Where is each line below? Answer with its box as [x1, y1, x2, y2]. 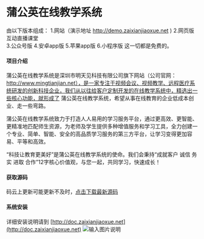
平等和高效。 [16, 138, 49, 145]
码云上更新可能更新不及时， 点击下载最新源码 [6, 188, 118, 195]
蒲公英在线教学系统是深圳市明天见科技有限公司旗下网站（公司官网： [6, 72, 177, 79]
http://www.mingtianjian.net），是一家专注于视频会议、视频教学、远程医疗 [6, 80, 190, 87]
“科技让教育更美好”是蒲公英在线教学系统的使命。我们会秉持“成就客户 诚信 [6, 151, 191, 158]
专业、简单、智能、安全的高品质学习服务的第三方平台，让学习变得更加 [11, 130, 187, 137]
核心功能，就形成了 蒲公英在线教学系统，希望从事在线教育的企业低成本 [11, 95, 189, 102]
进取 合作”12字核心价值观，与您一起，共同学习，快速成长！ [13, 159, 161, 166]
